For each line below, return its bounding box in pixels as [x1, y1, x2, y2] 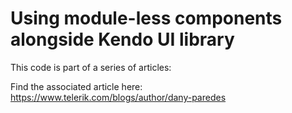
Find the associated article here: [10, 80, 143, 92]
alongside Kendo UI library [10, 28, 235, 51]
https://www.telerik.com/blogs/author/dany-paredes [10, 91, 227, 103]
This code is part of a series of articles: [10, 61, 172, 73]
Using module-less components [10, 7, 283, 30]
